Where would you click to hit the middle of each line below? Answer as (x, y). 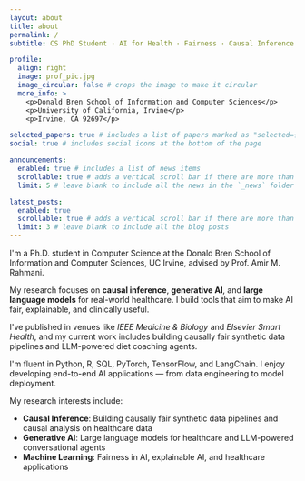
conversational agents (64, 447)
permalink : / (34, 35)
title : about (34, 26)
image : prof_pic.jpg (56, 77)
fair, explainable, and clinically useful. (79, 309)
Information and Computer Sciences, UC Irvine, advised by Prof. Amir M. (145, 263)
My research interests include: (66, 401)
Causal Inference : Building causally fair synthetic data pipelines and (150, 418)
